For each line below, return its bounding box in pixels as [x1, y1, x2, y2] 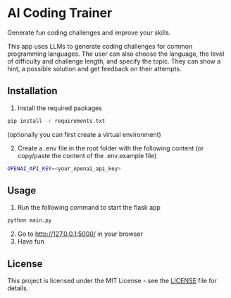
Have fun [17, 237, 44, 246]
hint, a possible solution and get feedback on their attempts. [7, 64, 182, 73]
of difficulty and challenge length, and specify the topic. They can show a [7, 56, 221, 65]
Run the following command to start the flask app [17, 203, 161, 212]
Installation [7, 85, 58, 97]
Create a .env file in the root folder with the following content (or [17, 143, 204, 153]
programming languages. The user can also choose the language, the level [7, 49, 225, 58]
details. [7, 284, 29, 292]
